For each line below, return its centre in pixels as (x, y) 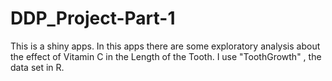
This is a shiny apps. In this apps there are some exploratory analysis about (165, 46)
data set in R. (37, 67)
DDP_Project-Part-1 (93, 18)
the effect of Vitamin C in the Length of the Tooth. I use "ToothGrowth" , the (166, 56)
